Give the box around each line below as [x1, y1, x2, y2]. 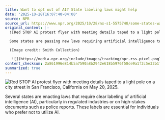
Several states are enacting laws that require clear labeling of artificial [5, 94, 146, 99]
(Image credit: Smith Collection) [9, 48, 80, 52]
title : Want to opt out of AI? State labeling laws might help [5, 7, 137, 12]
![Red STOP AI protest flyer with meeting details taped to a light [9, 30, 153, 35]
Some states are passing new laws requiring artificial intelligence [9, 39, 155, 44]
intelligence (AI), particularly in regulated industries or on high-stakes [5, 99, 146, 105]
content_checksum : [5, 61, 43, 66]
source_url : [5, 21, 29, 26]
